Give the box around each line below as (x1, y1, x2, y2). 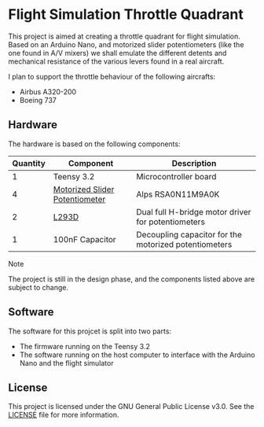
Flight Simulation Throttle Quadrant (8, 6, 244, 24)
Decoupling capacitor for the (136, 229, 242, 240)
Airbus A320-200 (19, 87, 77, 96)
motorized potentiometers (136, 238, 233, 249)
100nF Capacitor (53, 234, 116, 245)
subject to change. (8, 282, 69, 292)
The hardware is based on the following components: (8, 139, 181, 149)
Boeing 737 (19, 95, 57, 105)
